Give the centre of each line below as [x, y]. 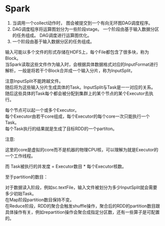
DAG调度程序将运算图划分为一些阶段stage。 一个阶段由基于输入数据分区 [85, 29]
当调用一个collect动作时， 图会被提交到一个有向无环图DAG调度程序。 [82, 23]
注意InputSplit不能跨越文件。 [34, 81]
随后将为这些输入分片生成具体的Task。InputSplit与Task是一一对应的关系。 [81, 87]
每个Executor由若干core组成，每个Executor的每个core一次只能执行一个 [78, 116]
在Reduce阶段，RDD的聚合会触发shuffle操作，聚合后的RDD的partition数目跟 [82, 206]
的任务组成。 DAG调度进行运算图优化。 [52, 35]
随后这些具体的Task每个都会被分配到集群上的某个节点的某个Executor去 [77, 93]
